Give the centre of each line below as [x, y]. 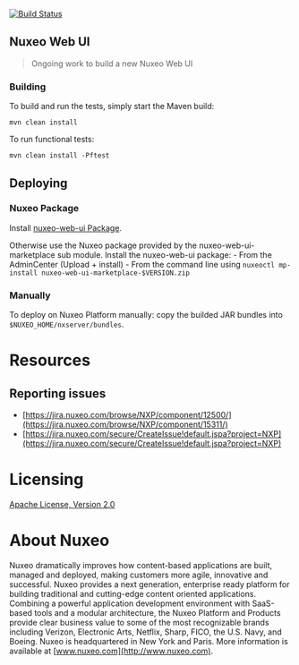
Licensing [47, 480]
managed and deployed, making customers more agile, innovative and [139, 575]
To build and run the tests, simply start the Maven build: [112, 107]
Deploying [38, 183]
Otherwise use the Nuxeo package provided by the [103, 245]
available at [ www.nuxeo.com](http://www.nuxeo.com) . [111, 651]
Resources [50, 360]
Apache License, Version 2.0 [62, 505]
